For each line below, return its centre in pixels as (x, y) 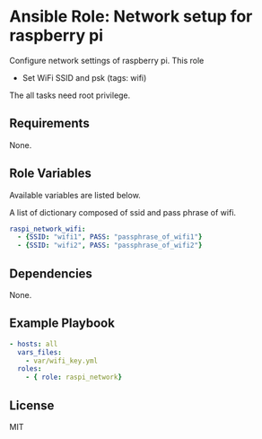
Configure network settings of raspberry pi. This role (107, 60)
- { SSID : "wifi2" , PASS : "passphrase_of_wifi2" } (110, 246)
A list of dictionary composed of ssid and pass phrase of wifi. (122, 212)
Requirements (49, 123)
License (32, 405)
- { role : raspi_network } (74, 378)
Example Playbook (62, 324)
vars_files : (40, 352)
